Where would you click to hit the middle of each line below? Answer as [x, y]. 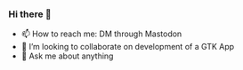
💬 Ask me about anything [67, 56]
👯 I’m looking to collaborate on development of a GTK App [128, 47]
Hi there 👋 [30, 14]
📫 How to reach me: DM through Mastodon [101, 34]
